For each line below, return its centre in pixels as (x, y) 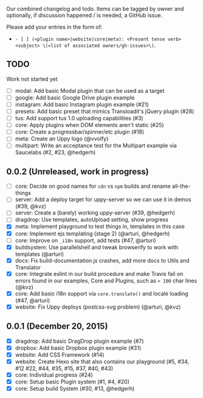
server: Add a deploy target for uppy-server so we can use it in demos (103, 199)
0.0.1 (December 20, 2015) (57, 327)
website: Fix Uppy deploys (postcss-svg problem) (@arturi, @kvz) (98, 307)
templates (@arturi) (40, 254)
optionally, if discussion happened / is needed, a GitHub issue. (84, 15)
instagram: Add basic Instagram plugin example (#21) (82, 104)
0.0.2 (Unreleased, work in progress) (77, 172)
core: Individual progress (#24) (54, 375)
